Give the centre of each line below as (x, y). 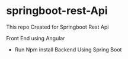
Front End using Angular (36, 38)
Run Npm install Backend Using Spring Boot (68, 49)
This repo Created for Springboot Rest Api (57, 27)
